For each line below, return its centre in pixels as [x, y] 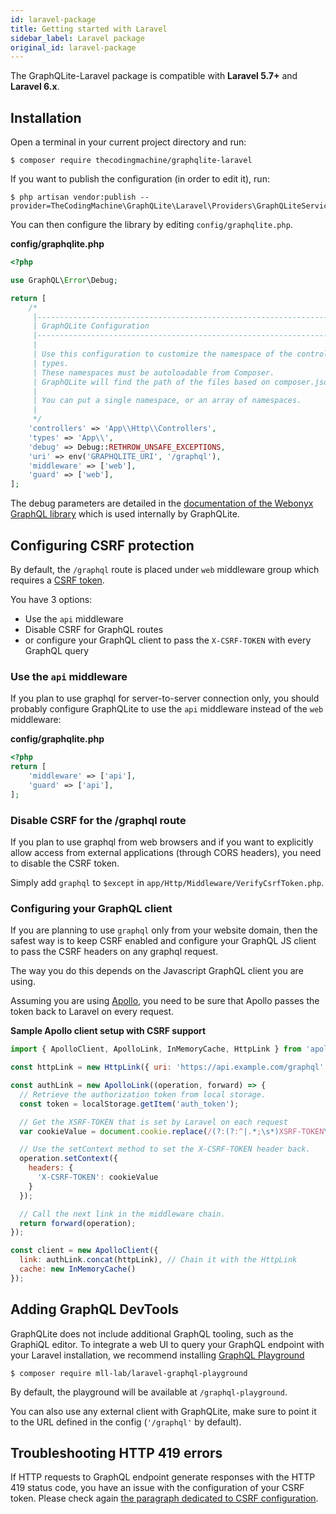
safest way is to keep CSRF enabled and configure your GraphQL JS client [163, 941]
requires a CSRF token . [57, 580]
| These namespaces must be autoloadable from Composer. [153, 372]
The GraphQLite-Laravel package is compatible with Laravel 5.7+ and [154, 76]
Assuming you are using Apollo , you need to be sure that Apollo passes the [165, 1001]
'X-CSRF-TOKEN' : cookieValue [97, 1177]
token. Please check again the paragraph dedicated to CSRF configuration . [164, 1498]
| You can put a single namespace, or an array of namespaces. [167, 401]
